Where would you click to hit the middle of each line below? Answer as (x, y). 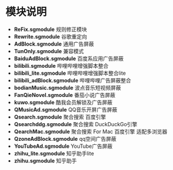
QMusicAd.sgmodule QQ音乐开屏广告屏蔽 (66, 109)
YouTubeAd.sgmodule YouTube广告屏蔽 (63, 146)
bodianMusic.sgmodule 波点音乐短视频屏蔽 (67, 88)
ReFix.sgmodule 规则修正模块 (50, 29)
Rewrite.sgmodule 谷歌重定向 (50, 36)
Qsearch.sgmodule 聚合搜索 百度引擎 (60, 117)
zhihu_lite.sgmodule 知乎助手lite (54, 153)
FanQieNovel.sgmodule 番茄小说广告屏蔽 (65, 95)
